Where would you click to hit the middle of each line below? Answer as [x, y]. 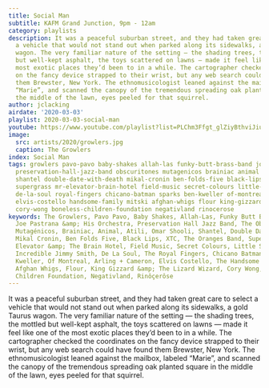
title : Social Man [39, 16]
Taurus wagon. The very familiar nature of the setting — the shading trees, [131, 316]
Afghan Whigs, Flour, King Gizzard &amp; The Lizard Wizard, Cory [128, 269]
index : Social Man [39, 157]
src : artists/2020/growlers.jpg [70, 142]
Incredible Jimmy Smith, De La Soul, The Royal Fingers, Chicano [127, 254]
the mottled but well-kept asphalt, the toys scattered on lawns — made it [128, 324]
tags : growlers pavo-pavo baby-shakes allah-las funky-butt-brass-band [130, 165]
